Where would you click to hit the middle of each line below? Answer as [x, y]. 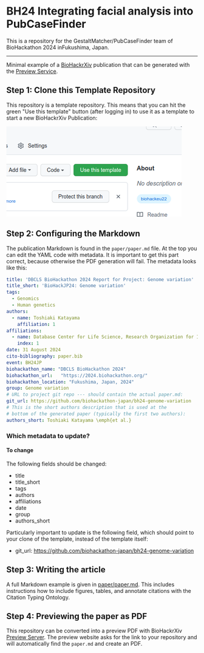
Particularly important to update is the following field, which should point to [100, 532]
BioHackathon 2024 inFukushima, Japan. [58, 47]
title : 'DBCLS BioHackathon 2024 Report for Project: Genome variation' [100, 279]
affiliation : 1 [36, 324]
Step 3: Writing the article [56, 570]
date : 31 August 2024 [34, 350]
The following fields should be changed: [56, 464]
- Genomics [25, 299]
